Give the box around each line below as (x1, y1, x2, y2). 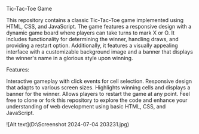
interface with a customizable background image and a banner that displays (6, 48, 193, 55)
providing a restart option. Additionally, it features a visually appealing (6, 42, 178, 49)
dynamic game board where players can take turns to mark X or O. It (6, 29, 175, 36)
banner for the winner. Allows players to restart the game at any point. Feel (6, 91, 190, 97)
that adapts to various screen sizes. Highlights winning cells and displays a (6, 84, 191, 91)
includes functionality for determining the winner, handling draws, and (6, 36, 179, 42)
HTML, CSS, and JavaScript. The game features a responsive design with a (6, 23, 192, 30)
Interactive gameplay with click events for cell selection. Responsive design (6, 77, 192, 85)
